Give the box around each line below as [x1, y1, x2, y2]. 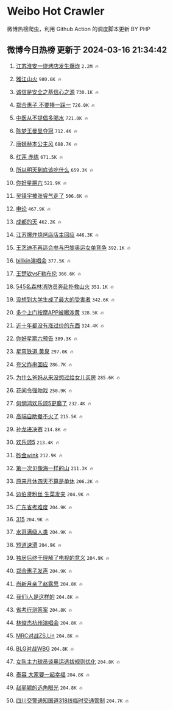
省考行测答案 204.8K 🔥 [15, 606, 72, 613]
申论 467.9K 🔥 [15, 205, 51, 212]
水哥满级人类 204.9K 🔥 [15, 528, 72, 535]
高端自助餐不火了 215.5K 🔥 [15, 412, 83, 419]
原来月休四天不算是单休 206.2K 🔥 [15, 477, 99, 485]
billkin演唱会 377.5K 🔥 [15, 256, 71, 264]
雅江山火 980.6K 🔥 [15, 75, 62, 82]
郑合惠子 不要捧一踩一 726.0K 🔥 [15, 101, 95, 108]
